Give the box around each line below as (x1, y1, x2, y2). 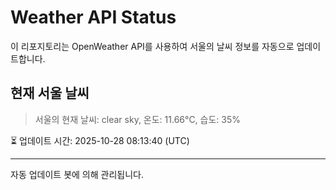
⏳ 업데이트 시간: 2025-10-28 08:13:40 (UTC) (10, 134, 190, 146)
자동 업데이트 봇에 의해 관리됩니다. (10, 168, 144, 180)
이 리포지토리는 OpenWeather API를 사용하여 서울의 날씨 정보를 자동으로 (10, 40, 295, 52)
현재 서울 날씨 (10, 85, 90, 102)
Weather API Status (10, 6, 177, 29)
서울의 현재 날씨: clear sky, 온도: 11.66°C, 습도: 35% (34, 113, 242, 125)
